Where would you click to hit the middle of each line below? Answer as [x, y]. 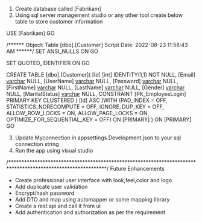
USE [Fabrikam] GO [31, 33]
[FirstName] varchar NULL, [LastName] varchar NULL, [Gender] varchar [96, 87]
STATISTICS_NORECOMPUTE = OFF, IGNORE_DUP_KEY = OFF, [85, 107]
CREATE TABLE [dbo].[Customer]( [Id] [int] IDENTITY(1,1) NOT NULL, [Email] [101, 75]
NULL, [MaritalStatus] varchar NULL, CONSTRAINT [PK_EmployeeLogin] [96, 94]
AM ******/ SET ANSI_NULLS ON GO [52, 51]
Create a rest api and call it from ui [58, 206]
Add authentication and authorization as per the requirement [90, 212]
